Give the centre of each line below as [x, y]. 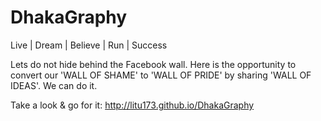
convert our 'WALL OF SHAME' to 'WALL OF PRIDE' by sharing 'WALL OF [161, 75]
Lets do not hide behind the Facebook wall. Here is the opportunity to [153, 64]
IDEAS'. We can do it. [54, 85]
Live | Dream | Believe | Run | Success [89, 45]
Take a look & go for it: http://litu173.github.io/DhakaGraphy [132, 105]
